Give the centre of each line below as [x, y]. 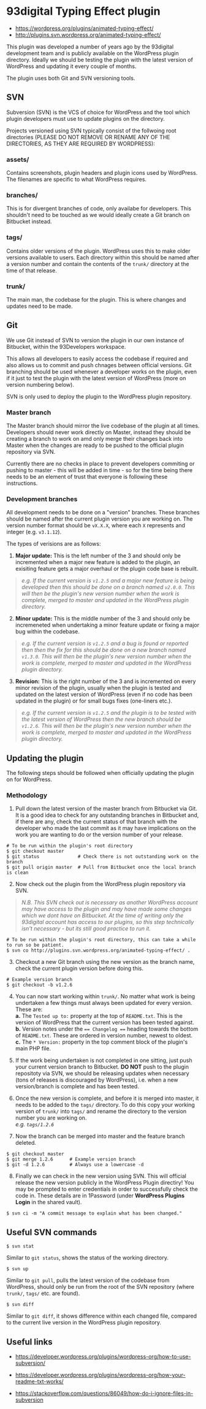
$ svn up [17, 1269]
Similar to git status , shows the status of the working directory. [87, 1258]
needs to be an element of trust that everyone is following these [87, 477]
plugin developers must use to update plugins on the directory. [86, 118]
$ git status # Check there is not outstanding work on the [103, 857]
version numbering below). [40, 384]
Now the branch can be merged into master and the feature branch [100, 1136]
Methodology [27, 795]
